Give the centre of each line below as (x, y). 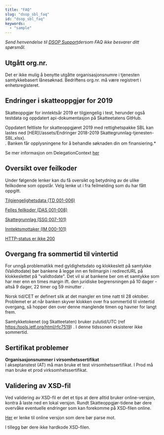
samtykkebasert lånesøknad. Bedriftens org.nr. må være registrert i (73, 80)
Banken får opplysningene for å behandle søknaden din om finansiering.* (82, 143)
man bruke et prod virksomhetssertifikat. (46, 370)
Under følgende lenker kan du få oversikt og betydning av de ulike (72, 180)
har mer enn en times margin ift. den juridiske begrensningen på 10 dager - (81, 281)
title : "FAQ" (18, 10)
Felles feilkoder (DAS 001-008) (36, 210)
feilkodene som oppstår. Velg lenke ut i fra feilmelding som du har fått (76, 185)
